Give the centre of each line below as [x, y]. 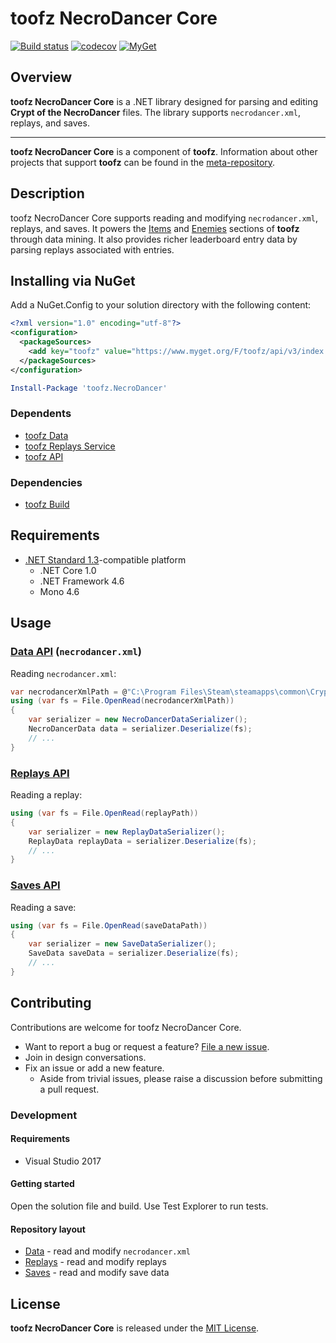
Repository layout [48, 1229]
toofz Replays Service [70, 446]
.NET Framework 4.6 [82, 581]
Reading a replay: [46, 795]
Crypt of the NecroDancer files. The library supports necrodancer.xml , [155, 112]
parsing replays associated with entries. [92, 249]
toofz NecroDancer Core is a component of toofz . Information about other [164, 151]
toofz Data [46, 435]
